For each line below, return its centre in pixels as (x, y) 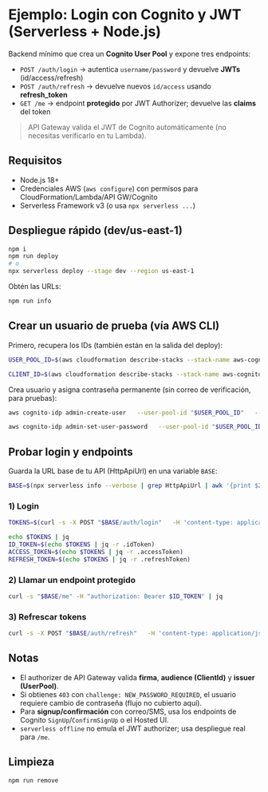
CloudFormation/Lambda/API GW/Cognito (89, 196)
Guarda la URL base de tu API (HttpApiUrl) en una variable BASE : (113, 471)
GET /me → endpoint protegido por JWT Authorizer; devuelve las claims (138, 103)
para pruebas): (33, 398)
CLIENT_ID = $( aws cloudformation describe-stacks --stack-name (114, 374)
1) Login (24, 506)
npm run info (30, 301)
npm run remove (33, 780)
